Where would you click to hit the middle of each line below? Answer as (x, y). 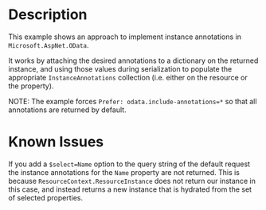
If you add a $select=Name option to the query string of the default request (129, 164)
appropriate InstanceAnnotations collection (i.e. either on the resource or (128, 77)
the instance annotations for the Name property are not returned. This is (124, 172)
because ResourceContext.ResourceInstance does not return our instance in (132, 181)
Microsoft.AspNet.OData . (49, 45)
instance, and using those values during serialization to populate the (120, 68)
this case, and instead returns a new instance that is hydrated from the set (130, 189)
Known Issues (56, 142)
